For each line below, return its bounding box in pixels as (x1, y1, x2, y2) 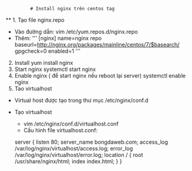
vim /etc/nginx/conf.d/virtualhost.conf (23, 120, 119, 127)
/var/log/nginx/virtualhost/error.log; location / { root (14, 152, 143, 158)
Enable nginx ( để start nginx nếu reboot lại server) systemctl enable (14, 72, 186, 79)
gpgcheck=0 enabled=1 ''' (14, 47, 81, 55)
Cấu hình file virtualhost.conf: (23, 127, 98, 133)
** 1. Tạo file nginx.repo (5, 16, 65, 24)
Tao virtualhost (14, 85, 52, 92)
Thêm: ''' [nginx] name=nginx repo (14, 35, 102, 42)
